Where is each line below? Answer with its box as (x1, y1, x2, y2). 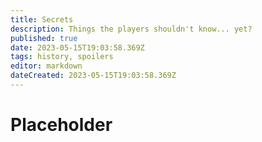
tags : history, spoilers (10, 52, 114, 62)
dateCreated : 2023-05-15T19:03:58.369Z (10, 71, 177, 81)
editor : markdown (10, 61, 83, 71)
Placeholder (10, 114, 113, 136)
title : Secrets (10, 14, 74, 25)
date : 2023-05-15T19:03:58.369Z (10, 42, 145, 53)
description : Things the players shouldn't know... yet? (10, 24, 253, 34)
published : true (10, 33, 78, 43)
